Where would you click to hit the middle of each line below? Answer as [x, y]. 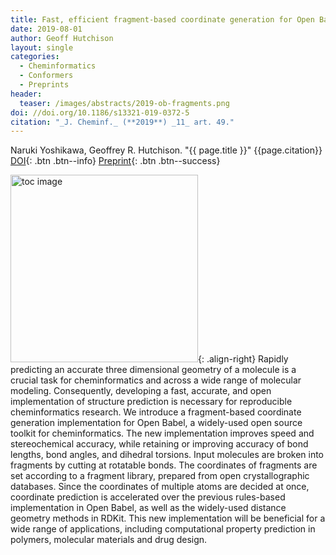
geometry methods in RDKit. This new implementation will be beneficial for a [168, 518]
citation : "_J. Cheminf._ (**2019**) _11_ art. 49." [122, 122]
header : [26, 94]
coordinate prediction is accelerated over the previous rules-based [148, 497]
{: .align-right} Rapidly [243, 359]
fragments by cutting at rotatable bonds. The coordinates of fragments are [164, 465]
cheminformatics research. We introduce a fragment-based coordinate [156, 412]
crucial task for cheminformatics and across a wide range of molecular [156, 380]
